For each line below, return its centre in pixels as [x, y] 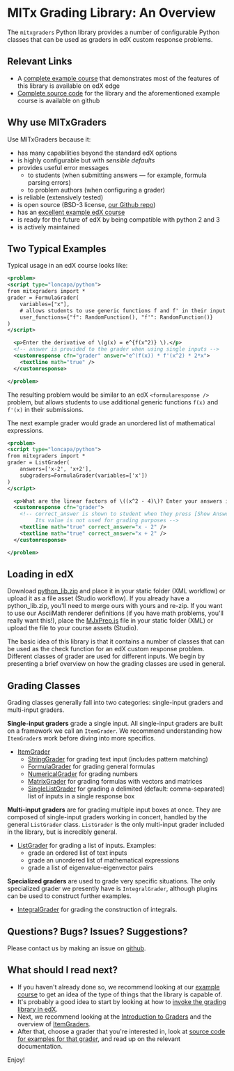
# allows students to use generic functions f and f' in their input [123, 311]
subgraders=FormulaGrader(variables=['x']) [84, 476]
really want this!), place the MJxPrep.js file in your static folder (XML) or [110, 621]
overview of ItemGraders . [54, 1024]
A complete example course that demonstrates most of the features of [118, 78]
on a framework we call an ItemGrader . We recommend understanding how [115, 731]
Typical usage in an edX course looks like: [68, 266]
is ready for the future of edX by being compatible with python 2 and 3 [119, 219]
